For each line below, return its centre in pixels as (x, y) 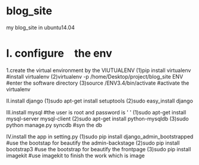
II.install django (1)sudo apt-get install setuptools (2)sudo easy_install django (99, 101)
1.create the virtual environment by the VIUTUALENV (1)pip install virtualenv (99, 70)
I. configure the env (59, 53)
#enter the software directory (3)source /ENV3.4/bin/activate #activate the (98, 83)
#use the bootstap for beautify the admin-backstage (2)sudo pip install (93, 143)
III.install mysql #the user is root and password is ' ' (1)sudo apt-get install (96, 112)
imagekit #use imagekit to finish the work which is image (75, 155)
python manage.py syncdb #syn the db (54, 125)
